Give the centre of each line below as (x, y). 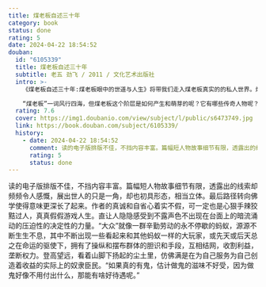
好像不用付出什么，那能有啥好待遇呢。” (77, 275)
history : (30, 133)
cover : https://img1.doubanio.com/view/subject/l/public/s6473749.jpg (134, 119)
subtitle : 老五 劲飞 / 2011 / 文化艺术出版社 (85, 75)
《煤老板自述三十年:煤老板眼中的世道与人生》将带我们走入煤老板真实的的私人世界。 (139, 89)
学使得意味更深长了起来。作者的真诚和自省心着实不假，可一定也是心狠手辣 (129, 206)
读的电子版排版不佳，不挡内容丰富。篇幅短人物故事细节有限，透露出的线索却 (133, 186)
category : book (33, 23)
